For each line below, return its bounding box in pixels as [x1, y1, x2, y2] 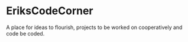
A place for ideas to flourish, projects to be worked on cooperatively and [6, 24, 183, 31]
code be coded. [6, 30, 45, 37]
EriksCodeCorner [6, 4, 93, 18]
